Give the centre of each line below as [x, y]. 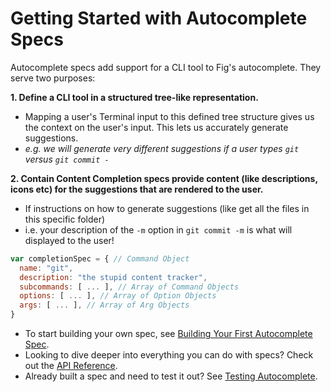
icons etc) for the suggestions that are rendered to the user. [137, 189]
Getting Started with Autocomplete [159, 18]
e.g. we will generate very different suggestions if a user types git [162, 148]
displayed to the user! [69, 240]
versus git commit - [67, 159]
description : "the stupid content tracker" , [113, 277]
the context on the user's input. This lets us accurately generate [156, 127]
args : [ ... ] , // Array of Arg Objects [104, 305]
